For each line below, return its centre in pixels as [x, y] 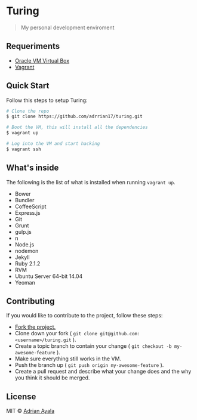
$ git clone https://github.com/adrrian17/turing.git [75, 117]
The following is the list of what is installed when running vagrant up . [91, 182]
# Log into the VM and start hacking [53, 144]
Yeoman [25, 282]
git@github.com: [120, 334]
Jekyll [22, 257]
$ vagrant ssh [24, 149]
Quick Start [28, 86]
